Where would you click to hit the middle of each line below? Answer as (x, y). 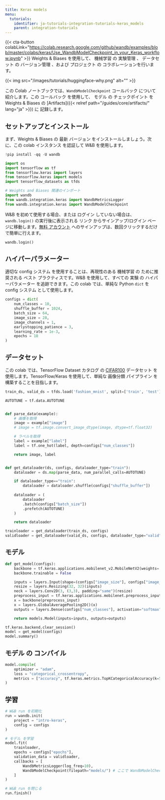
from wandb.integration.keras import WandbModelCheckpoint (67, 204)
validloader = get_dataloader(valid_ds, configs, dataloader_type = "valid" (83, 536)
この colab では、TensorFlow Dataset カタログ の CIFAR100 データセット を (82, 370)
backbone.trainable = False (42, 573)
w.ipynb (13, 58)
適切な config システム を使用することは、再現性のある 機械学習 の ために (80, 272)
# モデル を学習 (19, 738)
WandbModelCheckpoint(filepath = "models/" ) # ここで (76, 770)
